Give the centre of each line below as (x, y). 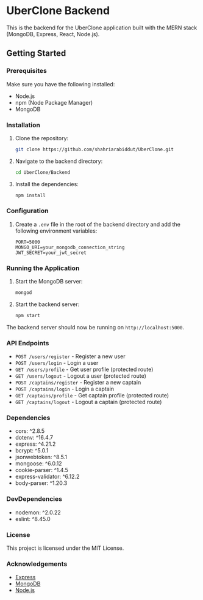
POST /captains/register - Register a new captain (78, 383)
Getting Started (36, 54)
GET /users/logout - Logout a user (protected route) (80, 376)
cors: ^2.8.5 (30, 431)
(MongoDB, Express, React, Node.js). (53, 34)
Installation (23, 125)
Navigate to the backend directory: (59, 161)
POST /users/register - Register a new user (70, 356)
